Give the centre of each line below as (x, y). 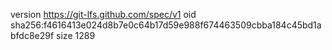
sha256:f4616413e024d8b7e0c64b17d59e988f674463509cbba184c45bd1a (166, 25)
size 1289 (76, 35)
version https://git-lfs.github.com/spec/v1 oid (103, 14)
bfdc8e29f (32, 35)
